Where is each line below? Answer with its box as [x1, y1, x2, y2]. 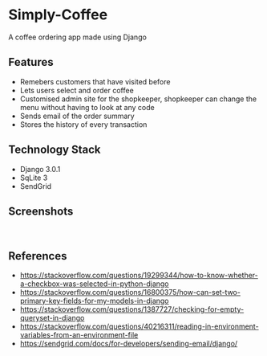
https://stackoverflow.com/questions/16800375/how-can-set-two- [19, 288, 241, 297]
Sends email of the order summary [19, 111, 135, 121]
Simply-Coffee [8, 6, 108, 24]
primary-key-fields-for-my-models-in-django [19, 296, 169, 306]
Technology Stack [8, 143, 101, 157]
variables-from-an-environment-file [19, 330, 139, 340]
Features [8, 55, 54, 69]
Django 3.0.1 [19, 164, 61, 174]
